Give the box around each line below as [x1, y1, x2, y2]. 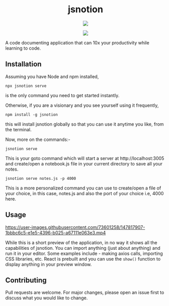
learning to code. [5, 45, 41, 51]
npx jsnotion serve [5, 83, 47, 88]
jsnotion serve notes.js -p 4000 [5, 176, 76, 181]
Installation [5, 60, 42, 68]
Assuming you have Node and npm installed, [5, 73, 99, 80]
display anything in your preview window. [5, 261, 92, 267]
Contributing [5, 276, 47, 285]
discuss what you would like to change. [5, 295, 88, 301]
